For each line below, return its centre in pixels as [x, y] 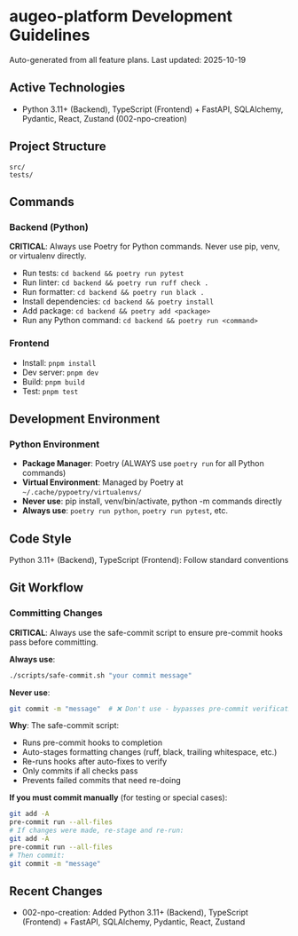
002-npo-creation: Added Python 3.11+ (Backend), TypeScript [135, 913]
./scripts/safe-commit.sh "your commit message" [101, 675]
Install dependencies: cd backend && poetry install [118, 301]
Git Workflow [47, 588]
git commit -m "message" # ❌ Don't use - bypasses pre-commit [129, 709]
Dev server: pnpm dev [60, 372]
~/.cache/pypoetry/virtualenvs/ [82, 493]
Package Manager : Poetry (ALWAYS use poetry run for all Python [143, 464]
